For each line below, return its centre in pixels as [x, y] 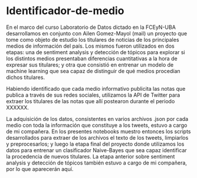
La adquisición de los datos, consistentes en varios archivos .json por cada [97, 118]
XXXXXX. [18, 107]
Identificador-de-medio [65, 11]
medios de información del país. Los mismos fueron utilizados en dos [91, 46]
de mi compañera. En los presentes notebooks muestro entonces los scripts [98, 131]
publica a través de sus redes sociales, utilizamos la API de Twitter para [93, 95]
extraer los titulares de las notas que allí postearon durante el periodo [91, 101]
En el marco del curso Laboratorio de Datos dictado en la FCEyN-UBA [91, 27]
